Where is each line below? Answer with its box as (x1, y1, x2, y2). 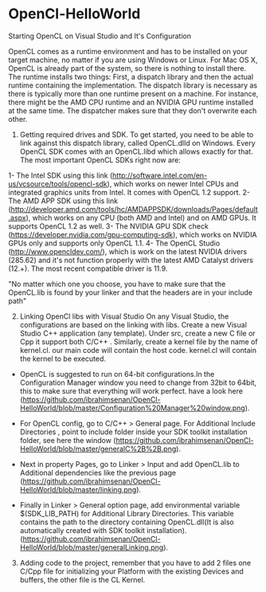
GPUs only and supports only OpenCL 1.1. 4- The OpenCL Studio (8, 238, 221, 248)
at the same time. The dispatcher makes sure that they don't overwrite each (8, 105, 257, 116)
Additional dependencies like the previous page (19, 468, 177, 477)
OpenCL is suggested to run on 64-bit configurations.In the (19, 369, 215, 378)
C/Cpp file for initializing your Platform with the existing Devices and (19, 567, 244, 576)
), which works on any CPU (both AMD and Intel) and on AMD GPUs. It (25, 213, 256, 222)
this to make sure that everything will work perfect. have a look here (19, 386, 243, 395)
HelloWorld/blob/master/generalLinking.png (19, 543, 164, 552)
